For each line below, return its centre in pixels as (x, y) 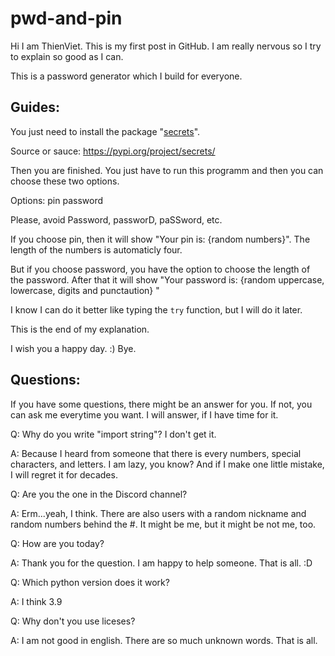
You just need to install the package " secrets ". (105, 131)
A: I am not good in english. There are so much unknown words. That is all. (164, 640)
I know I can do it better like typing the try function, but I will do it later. (156, 309)
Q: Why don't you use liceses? (73, 621)
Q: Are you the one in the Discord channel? (99, 494)
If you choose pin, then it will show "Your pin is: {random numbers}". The (160, 239)
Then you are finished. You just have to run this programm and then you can (167, 170)
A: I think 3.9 (36, 601)
